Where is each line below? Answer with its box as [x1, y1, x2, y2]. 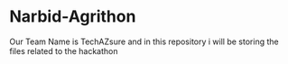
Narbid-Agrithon [9, 6, 136, 27]
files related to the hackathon [9, 45, 118, 56]
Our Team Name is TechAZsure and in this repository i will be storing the [9, 36, 279, 47]
